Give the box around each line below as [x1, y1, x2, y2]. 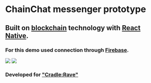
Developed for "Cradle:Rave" [5, 71, 78, 78]
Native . [5, 31, 29, 40]
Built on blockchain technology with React [5, 24, 141, 32]
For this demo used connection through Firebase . [5, 46, 129, 53]
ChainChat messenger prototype [5, 4, 146, 15]
